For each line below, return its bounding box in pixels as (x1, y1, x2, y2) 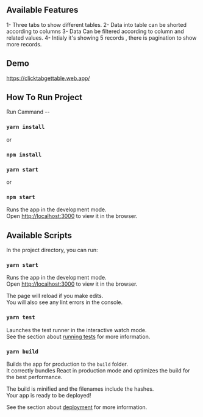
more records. (6, 40, 42, 48)
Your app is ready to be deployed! (6, 391, 91, 399)
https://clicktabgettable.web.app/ (6, 74, 90, 82)
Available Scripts (6, 230, 72, 241)
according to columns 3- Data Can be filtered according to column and (6, 27, 184, 35)
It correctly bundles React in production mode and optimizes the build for (6, 366, 190, 374)
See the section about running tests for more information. (6, 333, 151, 340)
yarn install (6, 123, 45, 131)
